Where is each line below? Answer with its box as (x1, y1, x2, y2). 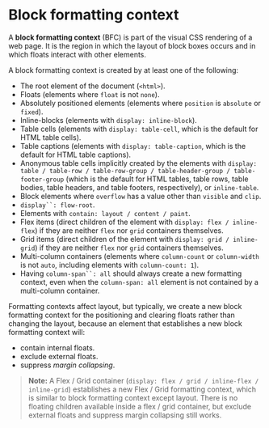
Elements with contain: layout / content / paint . (19, 208, 191, 218)
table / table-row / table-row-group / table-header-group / (19, 167, 231, 175)
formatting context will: (8, 327, 86, 337)
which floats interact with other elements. (8, 49, 147, 59)
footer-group (19, 176, 65, 184)
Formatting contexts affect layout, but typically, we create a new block (8, 301, 242, 311)
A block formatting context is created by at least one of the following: (8, 65, 239, 74)
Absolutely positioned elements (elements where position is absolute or (19, 98, 261, 108)
